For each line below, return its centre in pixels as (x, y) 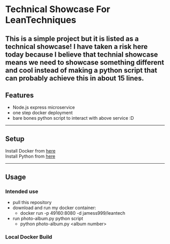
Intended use (22, 191)
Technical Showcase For (58, 9)
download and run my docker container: (54, 208)
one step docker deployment (42, 113)
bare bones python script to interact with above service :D (73, 118)
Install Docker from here (30, 151)
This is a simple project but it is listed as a (72, 39)
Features (19, 95)
